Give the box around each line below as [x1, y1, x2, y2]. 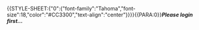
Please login [161, 11, 193, 18]
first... [7, 18, 23, 24]
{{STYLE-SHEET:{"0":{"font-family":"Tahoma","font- [7, 5, 136, 12]
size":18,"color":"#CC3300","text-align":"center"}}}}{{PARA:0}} [7, 11, 162, 18]
